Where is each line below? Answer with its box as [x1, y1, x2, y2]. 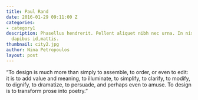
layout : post [6, 52, 38, 58]
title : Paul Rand [6, 8, 49, 15]
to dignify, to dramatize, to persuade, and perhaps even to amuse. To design [6, 81, 192, 88]
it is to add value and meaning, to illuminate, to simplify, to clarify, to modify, [6, 75, 190, 82]
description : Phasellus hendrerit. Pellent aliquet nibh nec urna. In [6, 31, 183, 36]
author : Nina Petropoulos [6, 47, 70, 53]
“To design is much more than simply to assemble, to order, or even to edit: [6, 68, 189, 75]
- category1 [6, 25, 35, 31]
